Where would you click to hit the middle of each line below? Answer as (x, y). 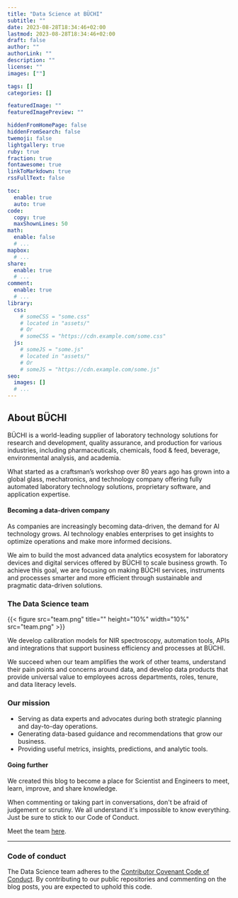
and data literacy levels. (42, 685)
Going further (28, 765)
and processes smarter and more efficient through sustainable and (105, 578)
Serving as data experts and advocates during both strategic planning (119, 718)
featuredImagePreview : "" (45, 112)
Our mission (29, 703)
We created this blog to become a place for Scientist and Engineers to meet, (119, 781)
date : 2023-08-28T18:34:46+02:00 (57, 27)
